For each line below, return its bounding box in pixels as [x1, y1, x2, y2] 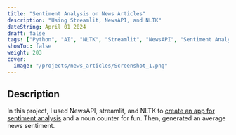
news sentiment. [7, 122, 55, 130]
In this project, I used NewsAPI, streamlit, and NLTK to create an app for [7, 106, 216, 115]
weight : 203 [7, 50, 42, 57]
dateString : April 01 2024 [7, 23, 86, 30]
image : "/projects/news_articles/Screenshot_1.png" [13, 62, 169, 69]
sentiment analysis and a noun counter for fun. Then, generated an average [7, 114, 226, 122]
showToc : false [7, 43, 52, 50]
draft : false [7, 29, 46, 37]
